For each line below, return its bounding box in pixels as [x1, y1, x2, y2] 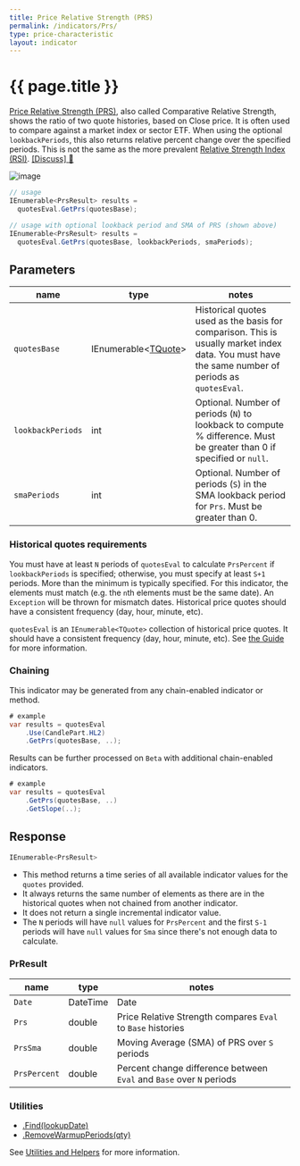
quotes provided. [21, 878, 85, 889]
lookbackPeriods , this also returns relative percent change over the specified [9, 135, 291, 146]
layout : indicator [9, 38, 78, 47]
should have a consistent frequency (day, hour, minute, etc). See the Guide [9, 633, 285, 643]
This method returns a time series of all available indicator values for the [21, 868, 288, 880]
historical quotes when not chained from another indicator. [21, 897, 238, 908]
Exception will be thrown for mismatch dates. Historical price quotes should [9, 596, 287, 608]
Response [9, 829, 67, 844]
